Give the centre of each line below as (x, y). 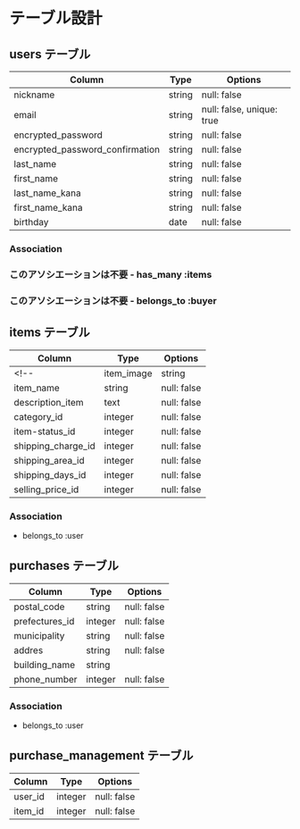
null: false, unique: (240, 109)
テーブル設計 (56, 18)
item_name (37, 388)
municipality (39, 635)
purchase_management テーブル (101, 756)
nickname (34, 95)
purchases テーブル (64, 566)
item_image (128, 373)
